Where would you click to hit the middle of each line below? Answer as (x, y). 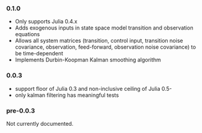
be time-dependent (39, 54)
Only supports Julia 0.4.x (46, 22)
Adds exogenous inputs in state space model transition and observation (104, 28)
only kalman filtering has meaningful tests (67, 95)
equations (27, 34)
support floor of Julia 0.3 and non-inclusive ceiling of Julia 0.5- (93, 88)
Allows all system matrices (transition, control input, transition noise (99, 41)
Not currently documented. (40, 123)
